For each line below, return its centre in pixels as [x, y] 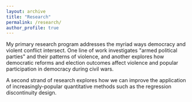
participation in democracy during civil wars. [60, 69]
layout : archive [26, 11]
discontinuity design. [31, 93]
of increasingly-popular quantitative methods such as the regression [89, 87]
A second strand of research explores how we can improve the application [96, 80]
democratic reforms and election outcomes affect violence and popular [92, 63]
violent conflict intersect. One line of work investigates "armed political [92, 51]
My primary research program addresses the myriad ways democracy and [96, 44]
